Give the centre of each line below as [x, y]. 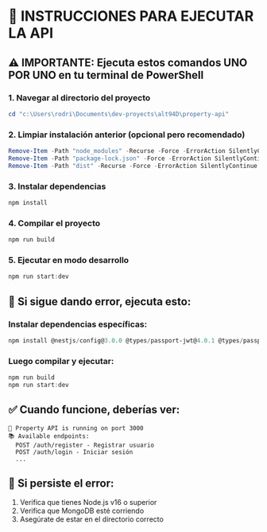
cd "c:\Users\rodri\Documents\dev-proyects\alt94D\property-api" [118, 114]
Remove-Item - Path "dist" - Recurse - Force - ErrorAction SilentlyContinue [133, 166]
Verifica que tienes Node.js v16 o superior [88, 503]
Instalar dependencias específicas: [78, 324]
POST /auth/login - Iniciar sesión [74, 452]
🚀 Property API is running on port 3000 [76, 428]
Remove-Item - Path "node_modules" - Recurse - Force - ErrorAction [117, 151]
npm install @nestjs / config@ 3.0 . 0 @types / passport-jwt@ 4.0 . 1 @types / [126, 340]
